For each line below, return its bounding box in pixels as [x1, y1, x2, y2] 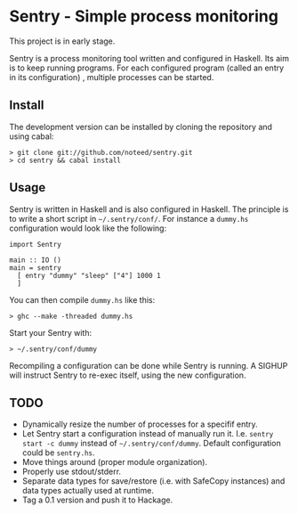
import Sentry [9, 240, 62, 249]
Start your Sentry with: [9, 327, 93, 338]
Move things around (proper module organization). [21, 457, 208, 468]
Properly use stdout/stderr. [21, 466, 122, 477]
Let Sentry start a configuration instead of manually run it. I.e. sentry [21, 428, 274, 439]
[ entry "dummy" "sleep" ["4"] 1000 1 [17, 271, 162, 280]
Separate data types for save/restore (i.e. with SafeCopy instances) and [21, 476, 286, 486]
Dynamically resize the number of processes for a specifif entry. [21, 419, 258, 429]
